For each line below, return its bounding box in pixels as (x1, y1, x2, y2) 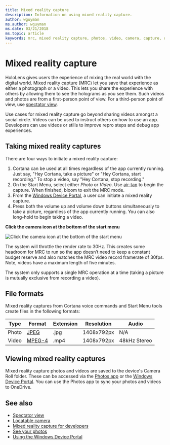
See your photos (12, 428, 47, 434)
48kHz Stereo (118, 337, 152, 344)
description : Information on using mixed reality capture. (5, 12, 133, 17)
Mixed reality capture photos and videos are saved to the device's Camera (5, 368, 160, 374)
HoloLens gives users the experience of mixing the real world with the (5, 74, 151, 80)
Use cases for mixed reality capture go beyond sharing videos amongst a (5, 111, 158, 117)
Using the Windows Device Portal (12, 434, 82, 440)
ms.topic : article (5, 31, 44, 36)
